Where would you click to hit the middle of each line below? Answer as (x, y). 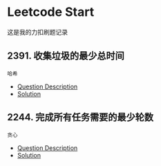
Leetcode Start (51, 12)
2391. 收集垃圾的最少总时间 (66, 56)
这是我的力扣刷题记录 (37, 32)
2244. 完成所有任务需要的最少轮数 (80, 117)
